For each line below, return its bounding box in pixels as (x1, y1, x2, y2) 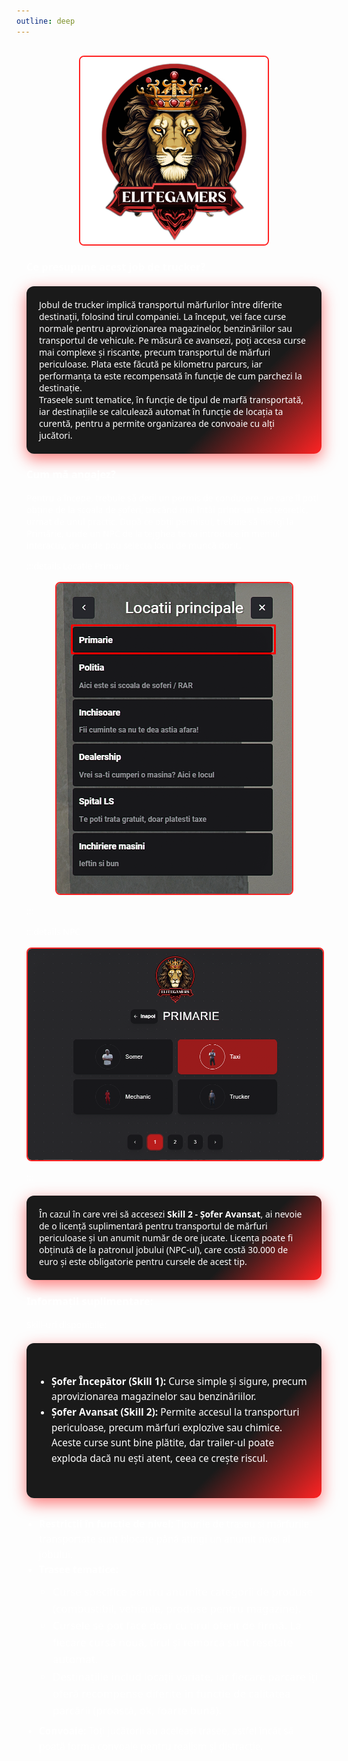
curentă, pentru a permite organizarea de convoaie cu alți (39, 416, 275, 430)
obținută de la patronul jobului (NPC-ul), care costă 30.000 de (39, 1243, 289, 1257)
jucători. (39, 428, 73, 442)
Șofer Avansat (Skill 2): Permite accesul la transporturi (51, 1405, 300, 1419)
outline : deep (16, 16, 76, 26)
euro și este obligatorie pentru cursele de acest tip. (39, 1255, 248, 1269)
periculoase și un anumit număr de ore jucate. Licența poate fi (39, 1231, 294, 1245)
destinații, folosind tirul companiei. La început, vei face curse (39, 310, 287, 323)
